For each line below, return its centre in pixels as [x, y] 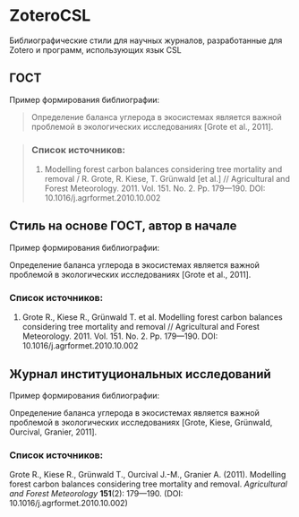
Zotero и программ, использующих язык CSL [95, 49]
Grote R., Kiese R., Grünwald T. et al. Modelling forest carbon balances [153, 317]
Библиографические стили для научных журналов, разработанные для [146, 40]
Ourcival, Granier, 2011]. [53, 432]
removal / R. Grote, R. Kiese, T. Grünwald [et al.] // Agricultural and [167, 179]
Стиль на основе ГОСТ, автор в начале [123, 226]
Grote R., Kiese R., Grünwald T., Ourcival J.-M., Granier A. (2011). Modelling [148, 475]
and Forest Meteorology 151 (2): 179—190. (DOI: [96, 494]
